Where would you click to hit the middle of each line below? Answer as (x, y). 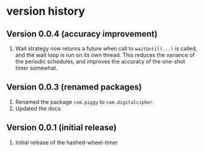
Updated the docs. (39, 108)
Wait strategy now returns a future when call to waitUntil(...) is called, (106, 48)
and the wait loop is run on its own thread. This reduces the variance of (105, 55)
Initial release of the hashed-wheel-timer (66, 142)
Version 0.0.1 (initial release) (62, 127)
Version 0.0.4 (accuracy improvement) (82, 34)
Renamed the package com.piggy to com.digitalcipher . (85, 101)
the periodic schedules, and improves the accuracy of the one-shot (100, 61)
